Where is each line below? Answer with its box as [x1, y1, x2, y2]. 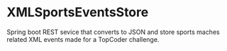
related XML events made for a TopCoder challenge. [6, 35, 160, 43]
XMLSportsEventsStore [6, 4, 149, 21]
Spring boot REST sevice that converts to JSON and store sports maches [6, 28, 221, 36]
